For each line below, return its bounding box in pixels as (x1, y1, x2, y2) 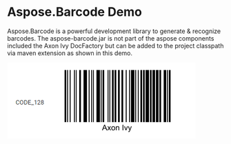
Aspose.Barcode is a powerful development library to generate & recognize (7, 27, 221, 35)
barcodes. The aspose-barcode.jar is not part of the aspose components (7, 34, 214, 42)
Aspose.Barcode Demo (7, 4, 143, 20)
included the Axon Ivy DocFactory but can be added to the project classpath (7, 41, 224, 50)
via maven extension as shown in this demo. (7, 49, 133, 57)
